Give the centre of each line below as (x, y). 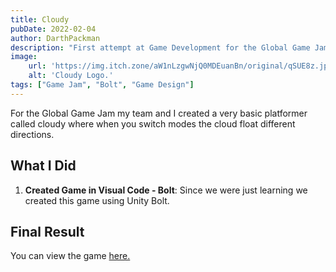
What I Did (43, 166)
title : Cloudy (40, 19)
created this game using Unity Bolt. (97, 200)
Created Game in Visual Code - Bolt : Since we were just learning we (166, 190)
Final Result (47, 231)
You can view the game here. (70, 256)
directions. (32, 134)
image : (24, 57)
